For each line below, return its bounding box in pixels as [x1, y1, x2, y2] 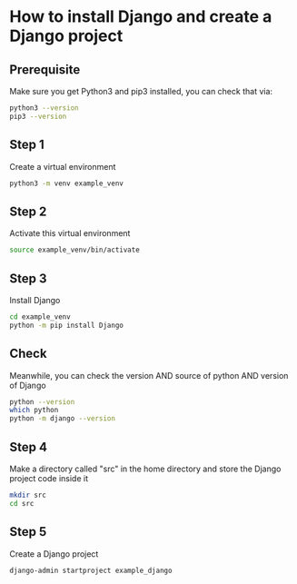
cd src [9, 499, 35, 508]
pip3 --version [9, 112, 67, 121]
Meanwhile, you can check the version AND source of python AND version [9, 370, 289, 381]
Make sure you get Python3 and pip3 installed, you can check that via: [9, 86, 273, 96]
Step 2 [9, 203, 47, 219]
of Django [9, 380, 47, 391]
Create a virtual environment [9, 161, 116, 172]
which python [9, 406, 59, 415]
